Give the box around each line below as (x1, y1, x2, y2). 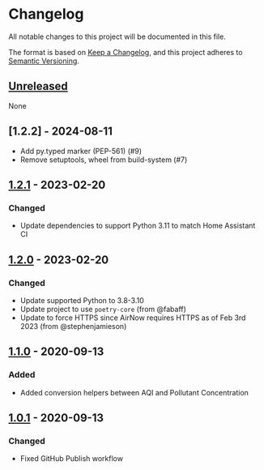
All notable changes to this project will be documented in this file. (8, 32, 227, 41)
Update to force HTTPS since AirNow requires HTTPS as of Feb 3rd (19, 313, 246, 323)
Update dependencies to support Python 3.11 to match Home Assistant (19, 220, 256, 231)
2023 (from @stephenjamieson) (19, 321, 127, 331)
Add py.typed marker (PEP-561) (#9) (19, 146, 143, 156)
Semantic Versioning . (8, 56, 79, 66)
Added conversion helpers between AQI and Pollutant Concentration (19, 387, 249, 397)
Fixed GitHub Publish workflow (19, 454, 124, 464)
